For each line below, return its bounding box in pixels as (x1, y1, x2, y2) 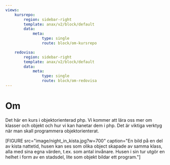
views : (5, 7, 19, 13)
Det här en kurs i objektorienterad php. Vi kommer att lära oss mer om (5, 117, 152, 123)
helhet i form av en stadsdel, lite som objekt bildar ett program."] (5, 154, 141, 160)
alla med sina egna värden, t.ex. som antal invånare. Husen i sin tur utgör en (5, 148, 165, 154)
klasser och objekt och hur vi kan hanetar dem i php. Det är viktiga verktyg (5, 122, 162, 128)
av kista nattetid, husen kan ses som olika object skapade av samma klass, (5, 143, 162, 149)
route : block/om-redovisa (41, 78, 97, 84)
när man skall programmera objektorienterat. (5, 128, 100, 134)
